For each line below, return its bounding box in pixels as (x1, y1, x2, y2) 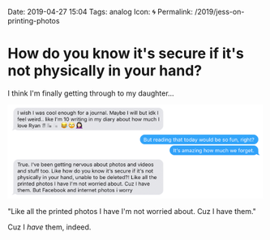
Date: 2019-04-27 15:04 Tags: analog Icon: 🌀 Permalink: (7, 7, 194, 16)
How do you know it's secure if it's (7, 45, 244, 63)
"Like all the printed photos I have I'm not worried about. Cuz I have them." (7, 206, 257, 216)
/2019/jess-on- (195, 7, 245, 16)
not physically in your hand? (7, 62, 203, 80)
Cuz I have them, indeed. (7, 222, 92, 232)
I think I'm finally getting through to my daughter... (7, 88, 175, 98)
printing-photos (7, 16, 60, 25)
